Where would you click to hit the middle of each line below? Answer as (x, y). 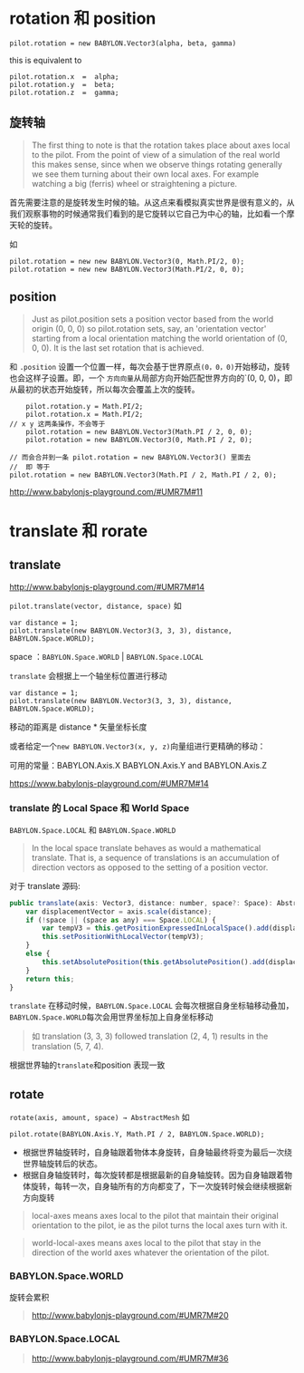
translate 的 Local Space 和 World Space (100, 808)
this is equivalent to (46, 60)
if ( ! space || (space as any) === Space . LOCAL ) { (121, 920)
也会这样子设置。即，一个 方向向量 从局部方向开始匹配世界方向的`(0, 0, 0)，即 (151, 378)
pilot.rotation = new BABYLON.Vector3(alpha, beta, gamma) (123, 43)
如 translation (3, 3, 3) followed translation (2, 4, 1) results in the (150, 1036)
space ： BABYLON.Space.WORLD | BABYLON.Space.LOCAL (106, 656)
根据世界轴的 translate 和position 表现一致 (87, 1065)
